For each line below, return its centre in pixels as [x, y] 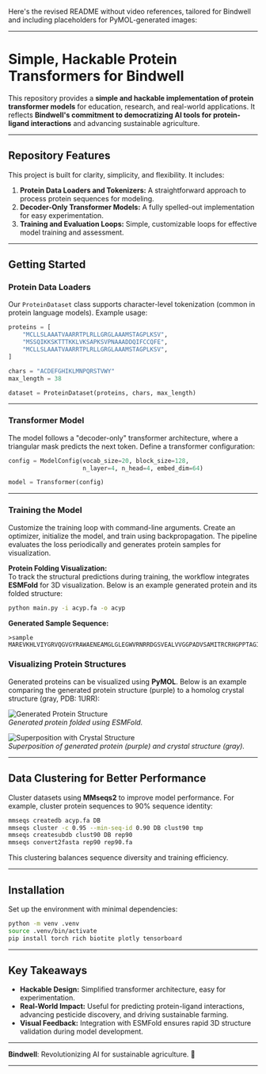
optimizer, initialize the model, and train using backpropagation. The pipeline [133, 536]
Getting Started [47, 265]
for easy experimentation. [62, 215]
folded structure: [36, 593]
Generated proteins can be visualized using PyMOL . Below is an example [127, 682]
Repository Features [59, 156]
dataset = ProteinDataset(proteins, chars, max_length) [102, 393]
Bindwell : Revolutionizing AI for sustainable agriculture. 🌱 [102, 1054]
